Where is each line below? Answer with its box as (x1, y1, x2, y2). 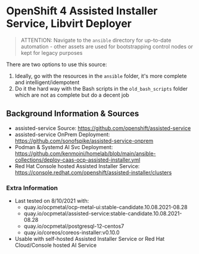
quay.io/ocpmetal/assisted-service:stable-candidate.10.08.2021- (23, 210, 182, 217)
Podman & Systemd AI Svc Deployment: (14, 143, 113, 150)
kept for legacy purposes (20, 49, 83, 56)
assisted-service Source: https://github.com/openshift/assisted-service (14, 124, 191, 132)
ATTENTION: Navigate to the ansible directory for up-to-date (20, 36, 172, 44)
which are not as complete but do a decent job (14, 91, 129, 98)
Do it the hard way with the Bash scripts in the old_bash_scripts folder (14, 85, 188, 92)
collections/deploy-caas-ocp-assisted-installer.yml (14, 156, 141, 163)
